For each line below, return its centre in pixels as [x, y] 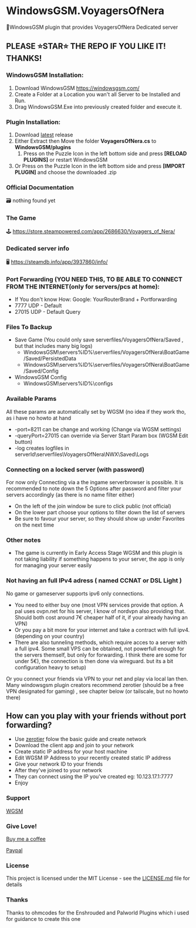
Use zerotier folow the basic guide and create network [80, 739]
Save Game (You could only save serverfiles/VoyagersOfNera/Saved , [99, 340]
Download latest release [44, 135]
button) [23, 441]
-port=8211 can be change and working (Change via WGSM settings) [98, 429]
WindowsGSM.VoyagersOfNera [85, 11]
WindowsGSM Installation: [45, 75]
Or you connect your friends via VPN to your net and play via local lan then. [97, 679]
